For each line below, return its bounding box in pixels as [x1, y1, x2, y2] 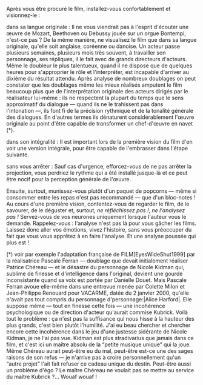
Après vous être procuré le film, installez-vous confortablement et [6, 5, 171, 12]
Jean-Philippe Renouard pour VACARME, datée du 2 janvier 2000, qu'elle [6, 289, 189, 296]
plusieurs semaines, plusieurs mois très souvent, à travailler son [6, 49, 166, 56]
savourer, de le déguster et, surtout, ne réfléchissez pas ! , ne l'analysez [6, 207, 185, 214]
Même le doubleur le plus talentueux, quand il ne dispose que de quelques [6, 62, 193, 69]
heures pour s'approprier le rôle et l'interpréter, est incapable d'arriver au [6, 69, 190, 75]
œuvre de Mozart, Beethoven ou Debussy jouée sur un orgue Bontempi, [6, 30, 186, 37]
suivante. [6, 151, 29, 158]
